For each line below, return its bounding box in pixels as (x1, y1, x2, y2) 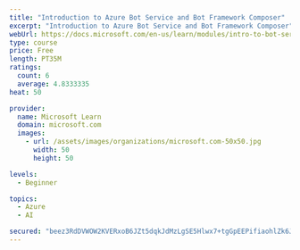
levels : (9, 170, 38, 179)
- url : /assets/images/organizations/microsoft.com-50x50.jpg (25, 137, 262, 146)
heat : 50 (9, 87, 42, 96)
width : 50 (32, 146, 70, 154)
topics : (9, 194, 38, 204)
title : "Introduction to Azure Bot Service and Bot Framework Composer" (9, 12, 286, 22)
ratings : (9, 63, 42, 72)
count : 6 (17, 71, 50, 80)
